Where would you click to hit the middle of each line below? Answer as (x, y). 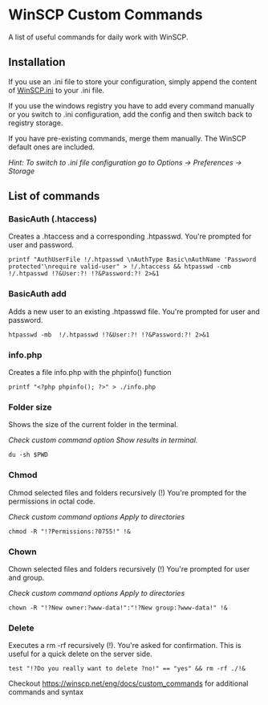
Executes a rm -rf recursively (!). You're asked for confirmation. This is (125, 646)
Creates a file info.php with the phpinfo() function (90, 373)
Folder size (30, 407)
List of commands (54, 196)
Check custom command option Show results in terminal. (103, 440)
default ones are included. (51, 147)
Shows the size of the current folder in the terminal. (93, 425)
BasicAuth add (37, 294)
